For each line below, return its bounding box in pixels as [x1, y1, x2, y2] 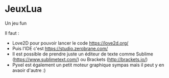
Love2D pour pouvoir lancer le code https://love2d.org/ [12, 40, 129, 46]
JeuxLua [5, 3, 42, 15]
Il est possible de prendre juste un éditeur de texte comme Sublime [12, 51, 154, 57]
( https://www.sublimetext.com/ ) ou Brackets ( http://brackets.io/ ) [12, 56, 148, 62]
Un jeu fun [5, 20, 27, 26]
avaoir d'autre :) [12, 67, 46, 73]
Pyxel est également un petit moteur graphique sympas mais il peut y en [12, 62, 164, 68]
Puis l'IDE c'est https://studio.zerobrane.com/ [12, 45, 108, 51]
